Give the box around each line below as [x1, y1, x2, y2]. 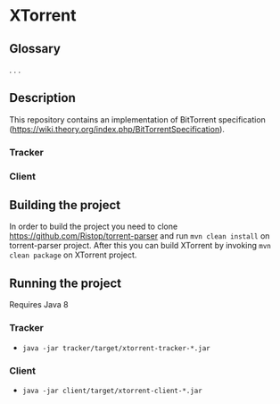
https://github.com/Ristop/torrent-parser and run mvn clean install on [9, 231, 270, 241]
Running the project [9, 275, 122, 290]
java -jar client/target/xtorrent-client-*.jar [21, 386, 202, 395]
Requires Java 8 [9, 299, 69, 310]
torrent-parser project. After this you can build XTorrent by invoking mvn [9, 240, 272, 251]
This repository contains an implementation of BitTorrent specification [9, 114, 266, 125]
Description [9, 90, 76, 105]
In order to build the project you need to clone [9, 221, 178, 232]
